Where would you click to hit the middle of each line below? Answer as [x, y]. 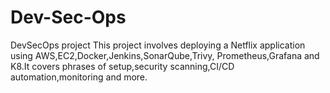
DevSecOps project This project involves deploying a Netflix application [158, 45]
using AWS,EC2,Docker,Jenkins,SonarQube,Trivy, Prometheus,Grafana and [165, 55]
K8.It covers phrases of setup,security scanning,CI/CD [122, 66]
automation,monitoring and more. [79, 77]
